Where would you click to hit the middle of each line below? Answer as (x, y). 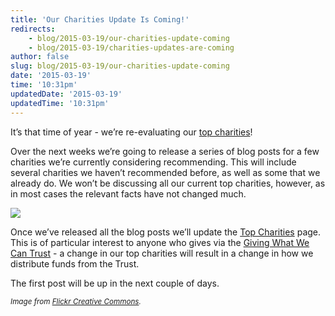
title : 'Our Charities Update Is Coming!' (100, 19)
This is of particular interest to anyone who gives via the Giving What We (160, 242)
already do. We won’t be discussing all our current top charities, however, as (168, 183)
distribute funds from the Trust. (75, 263)
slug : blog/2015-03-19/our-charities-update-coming (120, 66)
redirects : (33, 29)
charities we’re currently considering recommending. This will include (153, 162)
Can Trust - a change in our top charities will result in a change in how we (162, 253)
